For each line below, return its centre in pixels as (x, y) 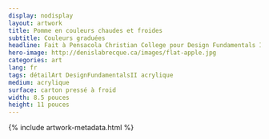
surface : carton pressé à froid (62, 90)
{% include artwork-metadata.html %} (71, 128)
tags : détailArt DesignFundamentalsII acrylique (91, 75)
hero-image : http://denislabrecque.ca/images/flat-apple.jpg (112, 53)
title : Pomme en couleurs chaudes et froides (85, 30)
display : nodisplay (41, 16)
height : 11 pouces (39, 105)
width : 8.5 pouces (39, 97)
